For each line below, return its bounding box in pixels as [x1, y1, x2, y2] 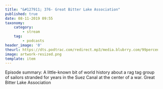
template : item [5, 56, 36, 61]
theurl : [5, 47, 21, 52]
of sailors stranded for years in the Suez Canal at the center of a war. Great [5, 75, 155, 80]
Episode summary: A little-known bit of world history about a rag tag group [5, 69, 155, 75]
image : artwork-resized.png [5, 51, 62, 57]
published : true [5, 12, 38, 16]
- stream [22, 29, 40, 34]
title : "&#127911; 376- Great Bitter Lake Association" [5, 7, 120, 12]
